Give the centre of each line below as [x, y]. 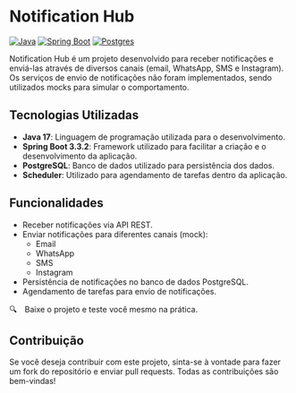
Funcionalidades [57, 203]
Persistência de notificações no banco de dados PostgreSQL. [135, 282]
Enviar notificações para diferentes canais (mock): [115, 234]
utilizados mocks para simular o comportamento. [99, 87]
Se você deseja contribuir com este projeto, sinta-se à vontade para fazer [145, 362]
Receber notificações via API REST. [88, 225]
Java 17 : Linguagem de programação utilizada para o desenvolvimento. [154, 137]
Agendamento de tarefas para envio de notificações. [119, 291]
